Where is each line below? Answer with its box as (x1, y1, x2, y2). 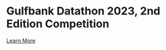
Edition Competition (6, 17, 110, 31)
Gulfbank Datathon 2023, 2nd (6, 4, 161, 18)
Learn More (6, 37, 36, 44)
